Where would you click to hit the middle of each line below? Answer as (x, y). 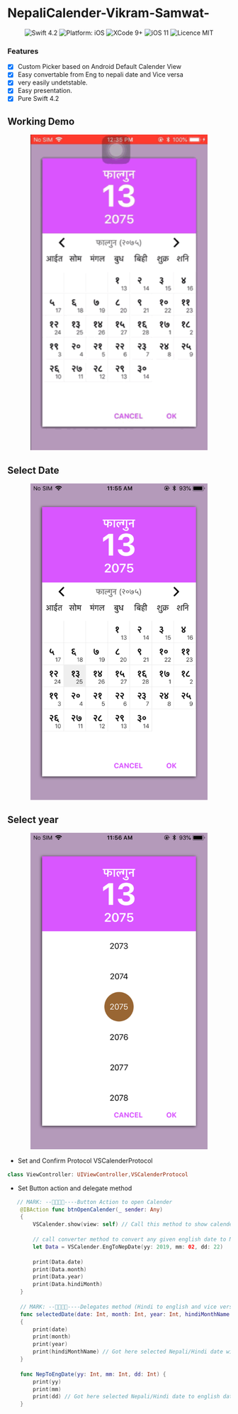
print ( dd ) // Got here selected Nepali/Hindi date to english (126, 1397)
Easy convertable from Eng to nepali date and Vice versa (101, 75)
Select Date (33, 470)
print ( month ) (52, 1337)
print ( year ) (51, 1344)
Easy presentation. (45, 91)
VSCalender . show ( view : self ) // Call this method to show (120, 1224)
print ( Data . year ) (58, 1277)
